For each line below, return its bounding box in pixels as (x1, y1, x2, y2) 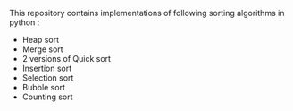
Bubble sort (21, 82, 65, 92)
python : (9, 17, 40, 28)
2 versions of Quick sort (21, 54, 112, 64)
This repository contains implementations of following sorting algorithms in (9, 8, 285, 18)
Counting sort (21, 91, 73, 102)
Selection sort (21, 73, 74, 83)
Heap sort (21, 35, 60, 45)
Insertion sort (21, 63, 72, 73)
